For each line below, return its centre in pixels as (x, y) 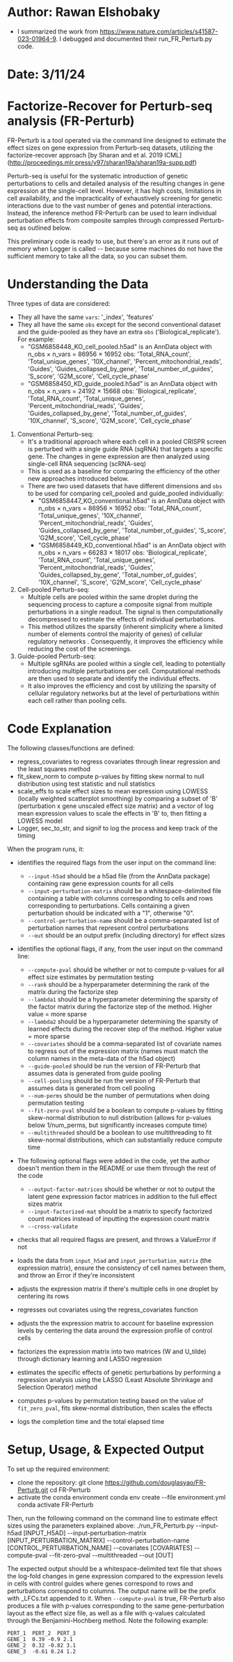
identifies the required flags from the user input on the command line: (117, 862)
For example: (36, 339)
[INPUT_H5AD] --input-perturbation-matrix (85, 1532)
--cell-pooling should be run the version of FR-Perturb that (114, 1080)
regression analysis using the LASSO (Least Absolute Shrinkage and (115, 1379)
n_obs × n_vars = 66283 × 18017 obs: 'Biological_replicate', (122, 552)
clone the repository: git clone (60, 1482)
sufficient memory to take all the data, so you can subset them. (97, 256)
